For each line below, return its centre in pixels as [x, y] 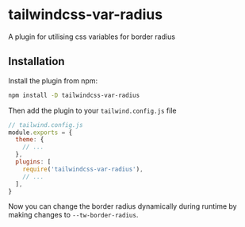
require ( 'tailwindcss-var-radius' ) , [83, 169]
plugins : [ [33, 162]
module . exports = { [40, 133]
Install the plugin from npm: [53, 80]
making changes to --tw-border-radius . [73, 215]
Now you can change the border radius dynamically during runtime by [122, 206]
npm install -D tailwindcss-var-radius [74, 95]
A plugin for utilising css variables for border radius [92, 37]
